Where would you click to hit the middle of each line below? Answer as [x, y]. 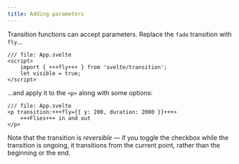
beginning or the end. [39, 153]
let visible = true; [51, 73]
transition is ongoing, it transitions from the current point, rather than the [114, 145]
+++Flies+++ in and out [56, 118]
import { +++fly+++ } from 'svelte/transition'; [94, 67]
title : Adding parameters [46, 14]
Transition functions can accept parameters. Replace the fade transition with [119, 34]
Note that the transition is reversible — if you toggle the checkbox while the [118, 137]
